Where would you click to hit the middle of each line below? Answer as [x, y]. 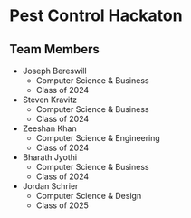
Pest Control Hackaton [96, 16]
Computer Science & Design [89, 196]
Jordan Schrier [50, 186]
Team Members [54, 49]
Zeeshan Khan [49, 128]
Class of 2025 [62, 205]
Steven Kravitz [49, 100]
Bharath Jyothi [50, 157]
